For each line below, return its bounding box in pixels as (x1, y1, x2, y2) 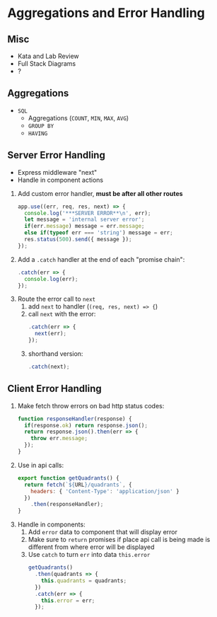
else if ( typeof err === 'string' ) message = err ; (24, 229, 173, 236)
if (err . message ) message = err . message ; (24, 223, 145, 230)
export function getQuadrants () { (17, 474, 119, 482)
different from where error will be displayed (28, 543, 155, 551)
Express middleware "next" (17, 168, 98, 176)
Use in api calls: (17, 461, 64, 469)
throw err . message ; (30, 435, 88, 442)
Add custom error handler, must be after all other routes (17, 189, 183, 197)
